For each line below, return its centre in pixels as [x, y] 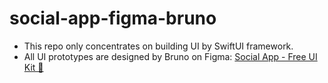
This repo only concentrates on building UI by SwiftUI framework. [158, 46]
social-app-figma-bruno [113, 18]
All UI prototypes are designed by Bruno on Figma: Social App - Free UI [170, 56]
